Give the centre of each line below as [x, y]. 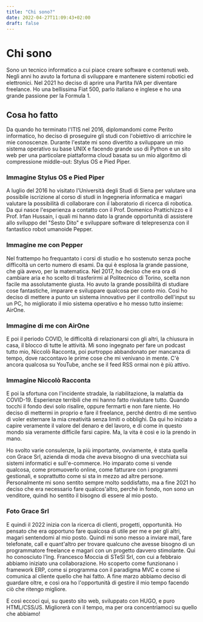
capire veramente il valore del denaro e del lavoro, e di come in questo [94, 426]
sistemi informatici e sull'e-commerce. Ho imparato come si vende [89, 463]
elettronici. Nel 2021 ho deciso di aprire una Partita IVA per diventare [92, 83]
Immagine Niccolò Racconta [48, 380]
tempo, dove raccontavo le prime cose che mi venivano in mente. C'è [93, 358]
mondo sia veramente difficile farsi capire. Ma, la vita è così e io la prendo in [101, 432]
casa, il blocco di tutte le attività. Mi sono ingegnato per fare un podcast [96, 345]
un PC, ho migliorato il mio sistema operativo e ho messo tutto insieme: [95, 303]
